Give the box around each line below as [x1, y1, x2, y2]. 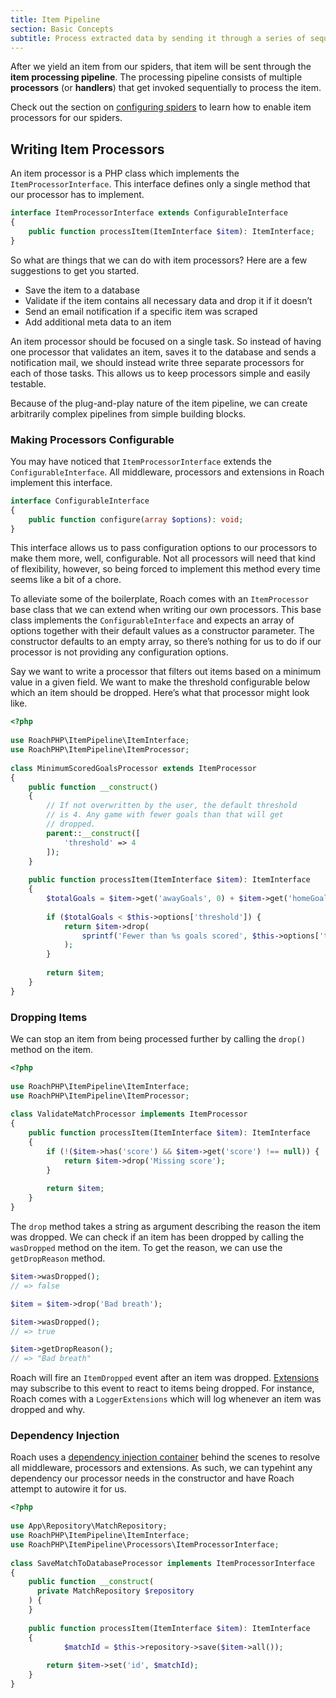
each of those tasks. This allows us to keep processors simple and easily [10, 367, 311, 379]
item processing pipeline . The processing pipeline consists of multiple [10, 71, 303, 83]
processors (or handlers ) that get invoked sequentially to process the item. [10, 82, 322, 94]
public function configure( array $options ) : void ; [28, 514, 244, 525]
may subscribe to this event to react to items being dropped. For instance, [10, 1382, 315, 1395]
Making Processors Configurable [10, 432, 175, 446]
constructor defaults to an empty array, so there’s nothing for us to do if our [10, 636, 322, 648]
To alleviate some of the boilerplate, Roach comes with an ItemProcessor [10, 593, 310, 605]
